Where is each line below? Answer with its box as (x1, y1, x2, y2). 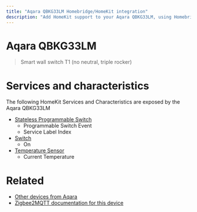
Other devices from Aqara (14, 193, 77, 200)
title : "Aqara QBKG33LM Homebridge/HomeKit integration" (6, 8, 148, 15)
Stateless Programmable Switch (14, 116, 92, 123)
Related (6, 174, 44, 187)
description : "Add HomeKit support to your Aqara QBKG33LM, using (6, 14, 172, 20)
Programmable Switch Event (23, 122, 92, 129)
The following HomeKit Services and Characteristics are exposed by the (6, 98, 181, 105)
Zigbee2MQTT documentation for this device (14, 200, 124, 207)
